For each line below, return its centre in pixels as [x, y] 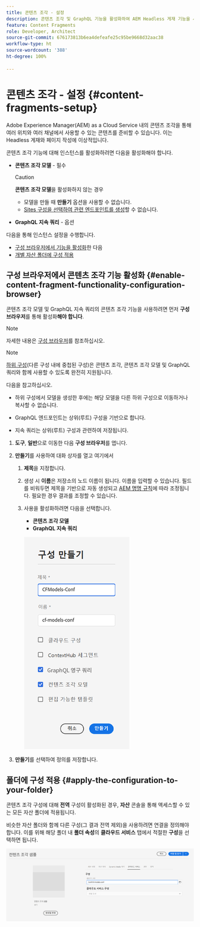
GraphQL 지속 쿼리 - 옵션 [44, 222]
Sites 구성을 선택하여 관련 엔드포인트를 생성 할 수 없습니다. [91, 209]
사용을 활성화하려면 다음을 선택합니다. [68, 508]
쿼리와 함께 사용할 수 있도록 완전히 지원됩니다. [60, 372]
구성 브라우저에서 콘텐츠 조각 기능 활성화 [76, 275]
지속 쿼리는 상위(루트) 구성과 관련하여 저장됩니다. [72, 430]
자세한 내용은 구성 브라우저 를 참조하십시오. [56, 341]
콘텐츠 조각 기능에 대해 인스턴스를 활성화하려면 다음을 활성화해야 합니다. [90, 152]
